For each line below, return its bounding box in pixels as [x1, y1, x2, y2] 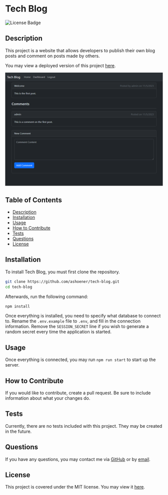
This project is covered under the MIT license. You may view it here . [5, 484, 145, 490]
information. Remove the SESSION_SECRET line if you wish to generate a [5, 323, 149, 329]
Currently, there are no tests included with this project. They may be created [5, 423, 162, 429]
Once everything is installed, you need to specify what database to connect [5, 313, 161, 319]
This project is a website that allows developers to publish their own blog [5, 47, 155, 53]
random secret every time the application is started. [5, 329, 111, 335]
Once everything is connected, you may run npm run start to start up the [5, 357, 156, 363]
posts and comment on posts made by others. [5, 53, 100, 59]
